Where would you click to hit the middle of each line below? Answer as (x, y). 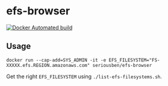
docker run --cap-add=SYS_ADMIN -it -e (56, 60)
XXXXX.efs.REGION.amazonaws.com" (48, 65)
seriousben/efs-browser (122, 65)
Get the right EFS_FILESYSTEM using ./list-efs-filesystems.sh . (84, 76)
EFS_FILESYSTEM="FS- (135, 60)
